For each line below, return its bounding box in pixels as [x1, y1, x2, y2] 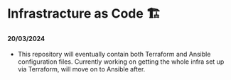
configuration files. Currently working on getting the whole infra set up [17, 57, 225, 66]
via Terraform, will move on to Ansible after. [17, 65, 146, 74]
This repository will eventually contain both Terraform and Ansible [17, 50, 211, 59]
